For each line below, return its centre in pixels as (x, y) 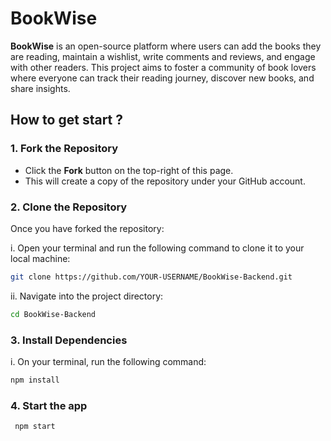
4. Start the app (49, 405)
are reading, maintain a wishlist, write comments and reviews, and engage (163, 56)
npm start (35, 427)
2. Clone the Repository (69, 207)
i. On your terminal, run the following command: (108, 361)
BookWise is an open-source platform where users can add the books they (166, 46)
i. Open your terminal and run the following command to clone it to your (157, 248)
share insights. (40, 88)
